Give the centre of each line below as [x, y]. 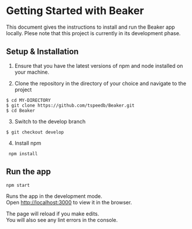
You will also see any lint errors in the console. [62, 220]
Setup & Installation [42, 52]
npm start [18, 185]
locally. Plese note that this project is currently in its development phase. [93, 33]
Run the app [28, 172]
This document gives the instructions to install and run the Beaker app [91, 27]
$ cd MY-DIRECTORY [28, 100]
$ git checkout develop [35, 132]
